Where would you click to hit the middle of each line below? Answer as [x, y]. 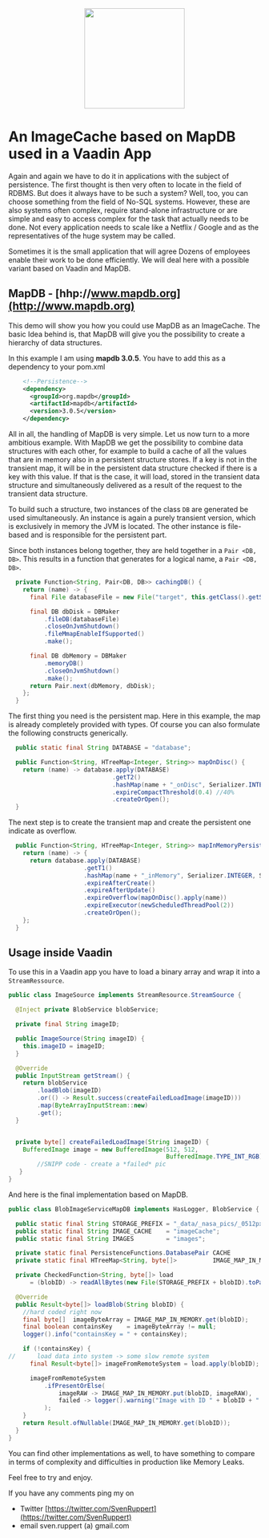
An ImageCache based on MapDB [122, 137]
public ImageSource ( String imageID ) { [80, 1039]
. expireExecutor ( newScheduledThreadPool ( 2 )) [159, 905]
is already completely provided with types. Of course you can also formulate [134, 725]
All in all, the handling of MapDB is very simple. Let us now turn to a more [129, 434]
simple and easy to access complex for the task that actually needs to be [128, 218]
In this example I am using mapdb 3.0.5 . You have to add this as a [117, 358]
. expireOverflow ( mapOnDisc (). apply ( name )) [155, 898]
